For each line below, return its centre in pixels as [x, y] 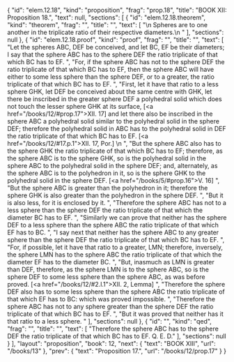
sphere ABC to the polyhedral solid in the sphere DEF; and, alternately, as [112, 166]
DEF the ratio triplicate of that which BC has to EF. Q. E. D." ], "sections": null [117, 336]
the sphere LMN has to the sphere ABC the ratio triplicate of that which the [115, 255]
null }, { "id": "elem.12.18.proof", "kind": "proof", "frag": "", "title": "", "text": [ [116, 40]
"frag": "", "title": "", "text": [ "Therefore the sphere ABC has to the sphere [113, 329]
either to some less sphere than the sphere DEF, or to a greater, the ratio [111, 77]
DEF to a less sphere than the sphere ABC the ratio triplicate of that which [113, 225]
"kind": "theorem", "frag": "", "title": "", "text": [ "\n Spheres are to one [107, 25]
